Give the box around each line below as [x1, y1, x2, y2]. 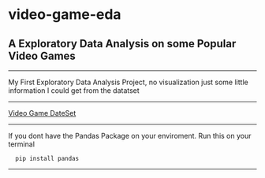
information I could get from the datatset [8, 86, 140, 95]
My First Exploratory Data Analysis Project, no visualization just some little [8, 77, 248, 87]
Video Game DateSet [8, 109, 77, 117]
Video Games [8, 49, 77, 62]
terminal [8, 139, 35, 149]
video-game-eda [8, 6, 121, 24]
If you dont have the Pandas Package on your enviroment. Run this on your [8, 132, 252, 140]
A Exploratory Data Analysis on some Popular [8, 37, 237, 50]
